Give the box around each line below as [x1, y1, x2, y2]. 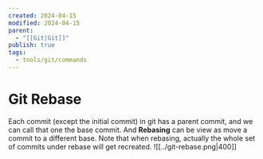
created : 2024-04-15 [8, 11, 77, 20]
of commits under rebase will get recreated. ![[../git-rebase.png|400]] [8, 142, 237, 151]
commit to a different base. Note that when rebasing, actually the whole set [8, 133, 256, 143]
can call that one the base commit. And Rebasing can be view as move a [8, 125, 248, 134]
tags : [8, 48, 26, 56]
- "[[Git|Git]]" [15, 33, 69, 42]
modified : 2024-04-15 [8, 19, 80, 27]
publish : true [8, 41, 56, 49]
